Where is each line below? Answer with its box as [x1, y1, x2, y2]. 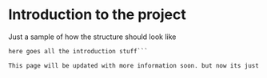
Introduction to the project [8, 6, 186, 24]
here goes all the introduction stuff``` [8, 47, 149, 55]
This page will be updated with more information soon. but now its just [8, 61, 260, 69]
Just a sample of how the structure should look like [8, 32, 177, 41]
